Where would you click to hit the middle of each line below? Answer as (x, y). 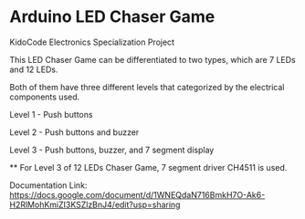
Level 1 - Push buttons (51, 114)
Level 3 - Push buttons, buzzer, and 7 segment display (112, 150)
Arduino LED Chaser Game (112, 17)
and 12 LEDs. (34, 69)
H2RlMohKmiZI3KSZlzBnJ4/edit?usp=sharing (95, 204)
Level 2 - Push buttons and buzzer (74, 132)
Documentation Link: (48, 185)
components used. (45, 97)
